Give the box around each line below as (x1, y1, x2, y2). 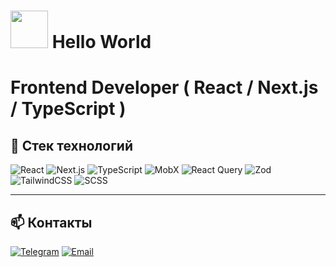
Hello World (51, 31, 152, 54)
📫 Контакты (10, 214, 93, 231)
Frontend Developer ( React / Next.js (10, 76, 319, 99)
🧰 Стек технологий (10, 137, 133, 154)
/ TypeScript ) (10, 98, 127, 120)
